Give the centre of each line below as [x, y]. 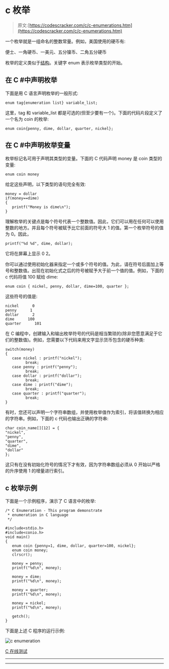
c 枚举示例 [21, 488]
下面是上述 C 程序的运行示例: [35, 631]
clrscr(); [22, 555]
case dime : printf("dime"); [42, 384]
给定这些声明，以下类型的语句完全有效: [46, 184]
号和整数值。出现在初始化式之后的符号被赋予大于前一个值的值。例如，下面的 [84, 271]
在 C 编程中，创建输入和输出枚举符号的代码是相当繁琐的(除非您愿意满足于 [82, 333]
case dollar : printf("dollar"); [47, 376]
